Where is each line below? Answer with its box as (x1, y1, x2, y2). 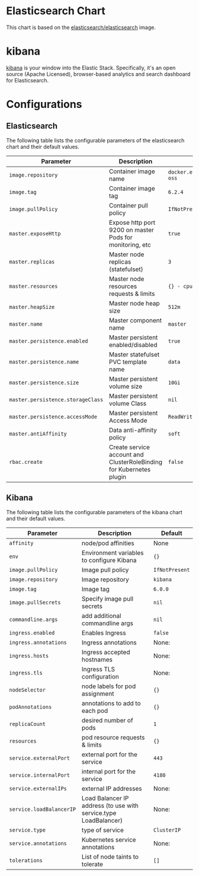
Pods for (108, 233, 133, 241)
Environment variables (82, 549, 144, 557)
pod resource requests (82, 733, 145, 741)
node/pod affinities (82, 539, 134, 547)
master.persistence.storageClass (9, 396, 104, 403)
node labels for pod (82, 682, 136, 690)
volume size (108, 382, 143, 390)
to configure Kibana (82, 556, 137, 564)
